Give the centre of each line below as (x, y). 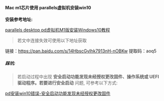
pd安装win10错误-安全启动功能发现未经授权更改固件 (58, 94)
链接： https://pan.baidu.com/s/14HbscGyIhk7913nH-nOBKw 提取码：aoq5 (81, 51)
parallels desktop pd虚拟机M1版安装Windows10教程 (58, 30)
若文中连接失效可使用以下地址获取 (52, 41)
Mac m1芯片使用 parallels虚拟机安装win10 (48, 7)
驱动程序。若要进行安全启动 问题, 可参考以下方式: (67, 83)
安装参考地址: (19, 19)
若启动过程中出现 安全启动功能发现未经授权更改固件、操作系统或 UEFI (88, 77)
